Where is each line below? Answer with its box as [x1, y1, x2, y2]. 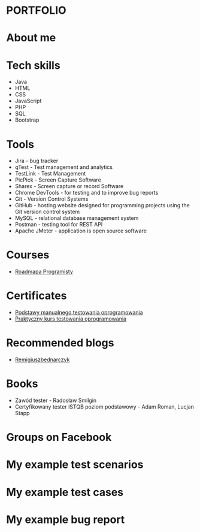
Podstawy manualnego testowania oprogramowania [14, 309, 143, 316]
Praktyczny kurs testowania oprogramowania [14, 315, 127, 322]
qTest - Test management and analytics [14, 164, 113, 171]
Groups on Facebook [6, 431, 112, 444]
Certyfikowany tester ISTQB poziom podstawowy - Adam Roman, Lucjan [14, 403, 195, 410]
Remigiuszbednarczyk [14, 356, 70, 363]
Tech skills [6, 58, 61, 72]
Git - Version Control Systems [14, 195, 89, 202]
